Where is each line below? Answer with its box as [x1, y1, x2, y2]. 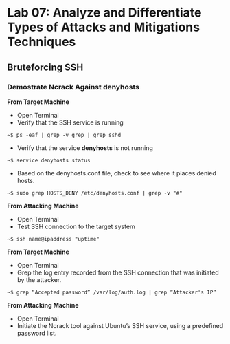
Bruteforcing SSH [7, 61, 84, 73]
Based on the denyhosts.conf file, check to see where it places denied [16, 169, 216, 177]
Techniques [7, 34, 76, 50]
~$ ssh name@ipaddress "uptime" [7, 235, 100, 242]
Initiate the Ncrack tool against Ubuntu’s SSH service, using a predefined [16, 321, 224, 330]
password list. [16, 329, 57, 337]
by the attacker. [16, 275, 62, 283]
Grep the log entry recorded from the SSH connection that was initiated [16, 268, 220, 277]
